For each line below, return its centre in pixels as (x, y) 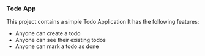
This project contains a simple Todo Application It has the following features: (103, 22)
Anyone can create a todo (48, 33)
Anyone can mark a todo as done (57, 46)
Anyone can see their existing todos (60, 40)
